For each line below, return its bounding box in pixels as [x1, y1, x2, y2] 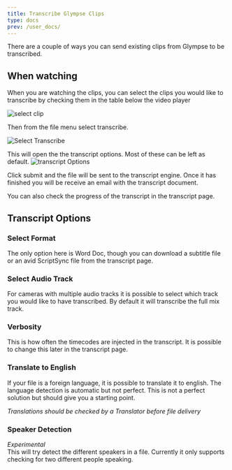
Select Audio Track [7, 274, 73, 284]
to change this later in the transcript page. [7, 345, 128, 353]
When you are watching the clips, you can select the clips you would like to [7, 89, 224, 97]
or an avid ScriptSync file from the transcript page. [7, 256, 154, 265]
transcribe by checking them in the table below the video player [7, 96, 191, 105]
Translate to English [7, 362, 77, 372]
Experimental [7, 441, 45, 449]
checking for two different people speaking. [7, 455, 133, 464]
